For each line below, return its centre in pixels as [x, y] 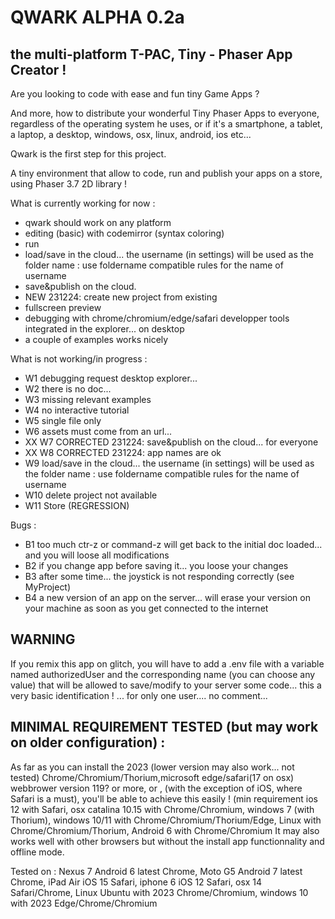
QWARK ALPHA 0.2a [97, 17]
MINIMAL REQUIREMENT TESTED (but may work [164, 727]
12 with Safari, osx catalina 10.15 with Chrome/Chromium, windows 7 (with [162, 809]
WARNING [43, 639]
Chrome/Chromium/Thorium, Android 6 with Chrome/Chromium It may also [165, 830]
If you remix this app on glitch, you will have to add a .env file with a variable [167, 663]
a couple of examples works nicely [96, 339]
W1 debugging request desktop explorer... [111, 378]
